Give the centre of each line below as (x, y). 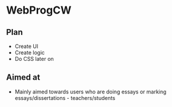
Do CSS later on (34, 59)
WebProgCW (39, 10)
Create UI (26, 46)
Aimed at (23, 77)
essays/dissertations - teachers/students (65, 98)
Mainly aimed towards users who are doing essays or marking (90, 92)
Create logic (30, 53)
